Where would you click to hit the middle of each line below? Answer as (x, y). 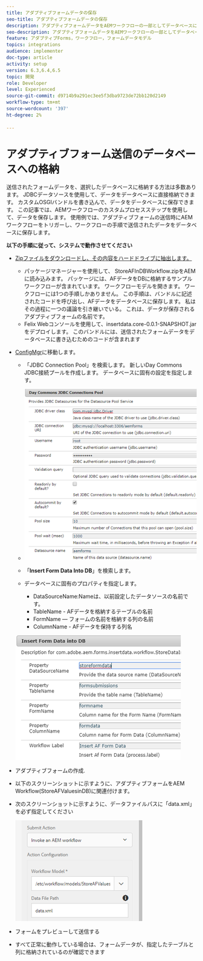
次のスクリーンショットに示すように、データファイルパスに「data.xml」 (105, 803)
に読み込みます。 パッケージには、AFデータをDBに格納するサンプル (108, 279)
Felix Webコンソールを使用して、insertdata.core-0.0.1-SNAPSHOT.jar (110, 324)
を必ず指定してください (44, 811)
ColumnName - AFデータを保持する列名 (83, 627)
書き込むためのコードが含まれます (98, 339)
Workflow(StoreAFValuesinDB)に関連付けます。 (74, 791)
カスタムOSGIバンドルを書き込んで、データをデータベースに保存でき (103, 202)
